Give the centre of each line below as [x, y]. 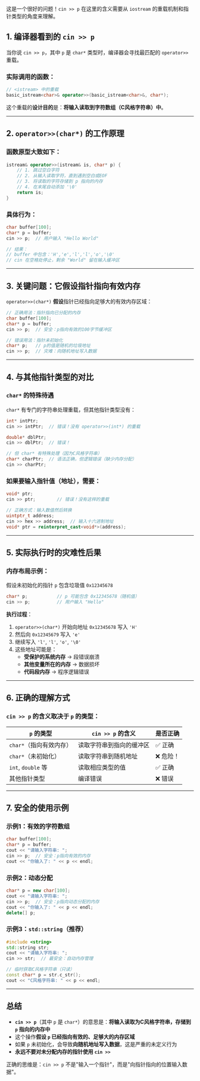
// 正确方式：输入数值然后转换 [39, 510]
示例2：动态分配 [29, 878]
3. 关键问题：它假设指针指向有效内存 [74, 286]
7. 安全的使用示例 [37, 808]
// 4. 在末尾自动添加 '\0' [47, 187]
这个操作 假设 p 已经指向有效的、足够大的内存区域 [75, 1037]
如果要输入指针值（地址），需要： [54, 481]
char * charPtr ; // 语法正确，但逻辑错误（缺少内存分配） [71, 459]
